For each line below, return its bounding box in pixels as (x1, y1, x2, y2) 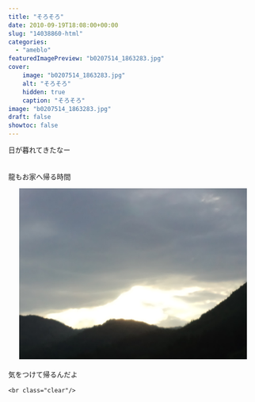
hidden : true (22, 88, 66, 96)
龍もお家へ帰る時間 (8, 172, 71, 182)
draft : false (8, 113, 51, 121)
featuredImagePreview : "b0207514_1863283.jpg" (8, 55, 165, 63)
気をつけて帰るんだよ (8, 369, 78, 379)
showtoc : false (8, 121, 59, 130)
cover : (8, 63, 30, 71)
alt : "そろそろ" (22, 79, 71, 87)
